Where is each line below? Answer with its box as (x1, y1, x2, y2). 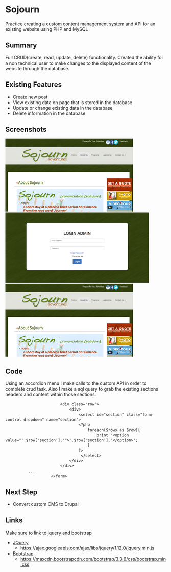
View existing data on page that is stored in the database (12, 99, 133, 106)
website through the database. (5, 65, 70, 71)
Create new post (12, 94, 48, 100)
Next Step (5, 487, 38, 496)
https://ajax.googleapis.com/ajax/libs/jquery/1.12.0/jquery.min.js (20, 545, 155, 551)
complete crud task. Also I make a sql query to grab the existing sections (5, 386, 158, 392)
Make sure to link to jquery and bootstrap (5, 529, 92, 536)
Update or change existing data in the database (12, 105, 113, 111)
